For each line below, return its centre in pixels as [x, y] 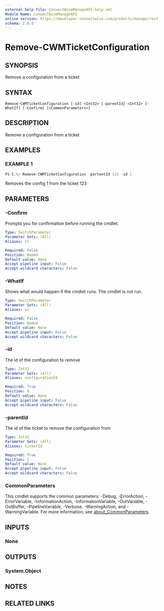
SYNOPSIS [22, 65]
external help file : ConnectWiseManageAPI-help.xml [59, 10]
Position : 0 [17, 392]
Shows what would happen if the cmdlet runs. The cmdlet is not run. [74, 292]
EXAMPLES [23, 150]
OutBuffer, [15, 507]
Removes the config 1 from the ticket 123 [46, 183]
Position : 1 [17, 459]
